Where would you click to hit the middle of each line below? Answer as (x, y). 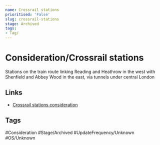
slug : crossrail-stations (32, 19)
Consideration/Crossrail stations (74, 58)
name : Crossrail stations (32, 10)
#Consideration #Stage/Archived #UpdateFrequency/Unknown (70, 132)
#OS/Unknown (20, 137)
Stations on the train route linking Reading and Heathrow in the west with (80, 71)
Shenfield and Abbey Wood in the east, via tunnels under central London (80, 77)
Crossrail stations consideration (45, 104)
